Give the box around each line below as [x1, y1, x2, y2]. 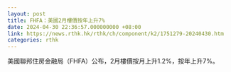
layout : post [7, 10, 46, 18]
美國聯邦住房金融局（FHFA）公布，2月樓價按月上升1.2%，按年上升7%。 [7, 57, 219, 66]
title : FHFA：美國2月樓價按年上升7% [7, 17, 105, 24]
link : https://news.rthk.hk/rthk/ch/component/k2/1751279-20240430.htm [7, 30, 224, 37]
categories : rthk [7, 37, 59, 44]
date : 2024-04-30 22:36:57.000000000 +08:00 [7, 23, 141, 30]
